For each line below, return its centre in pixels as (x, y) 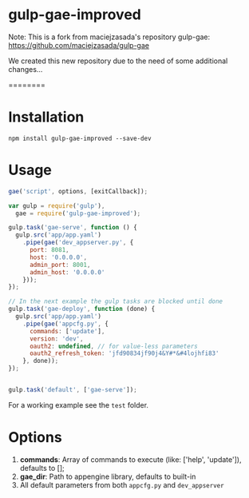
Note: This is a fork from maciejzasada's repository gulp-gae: (109, 37)
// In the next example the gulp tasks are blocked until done (116, 301)
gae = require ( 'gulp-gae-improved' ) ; (78, 213)
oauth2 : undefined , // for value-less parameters (113, 346)
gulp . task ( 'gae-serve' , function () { (73, 228)
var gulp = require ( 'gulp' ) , (57, 205)
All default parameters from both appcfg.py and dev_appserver (122, 484)
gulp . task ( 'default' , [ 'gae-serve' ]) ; (73, 390)
